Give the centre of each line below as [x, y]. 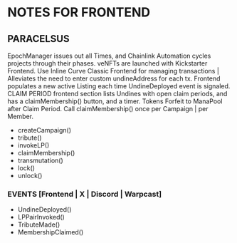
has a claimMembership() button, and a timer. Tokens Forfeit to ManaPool [115, 101]
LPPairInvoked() [41, 217]
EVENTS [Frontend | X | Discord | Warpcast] [85, 194]
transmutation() [41, 160]
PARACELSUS [38, 39]
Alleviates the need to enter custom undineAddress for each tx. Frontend [114, 78]
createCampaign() [44, 130]
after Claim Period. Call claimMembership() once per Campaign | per [108, 109]
